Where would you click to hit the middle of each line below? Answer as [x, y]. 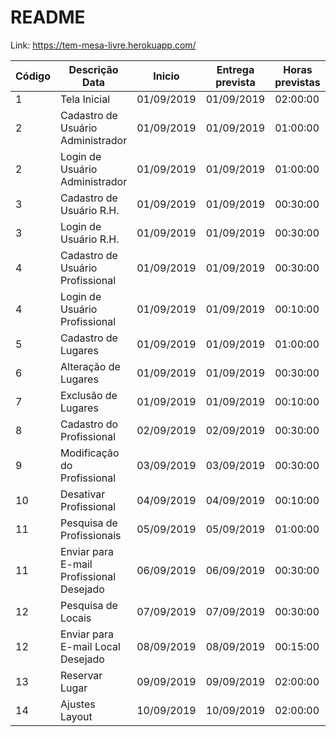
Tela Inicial [85, 99]
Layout [76, 716]
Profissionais [91, 535]
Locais [76, 618]
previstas [297, 82]
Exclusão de [89, 395]
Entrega [235, 69]
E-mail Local [90, 646]
